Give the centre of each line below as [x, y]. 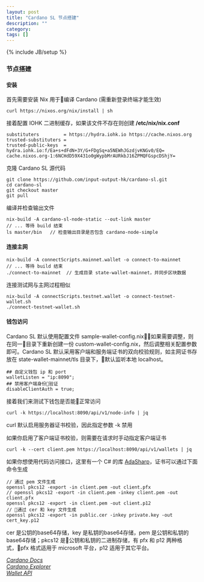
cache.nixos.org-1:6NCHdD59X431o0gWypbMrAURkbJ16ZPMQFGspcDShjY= [91, 156]
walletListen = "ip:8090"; [40, 377]
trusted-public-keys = [37, 145]
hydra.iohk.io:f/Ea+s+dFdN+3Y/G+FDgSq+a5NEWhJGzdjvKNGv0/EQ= [86, 151]
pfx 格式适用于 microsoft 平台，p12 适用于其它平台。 [86, 548]
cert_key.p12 [23, 520]
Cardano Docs [25, 560]
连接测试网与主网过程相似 [38, 285]
